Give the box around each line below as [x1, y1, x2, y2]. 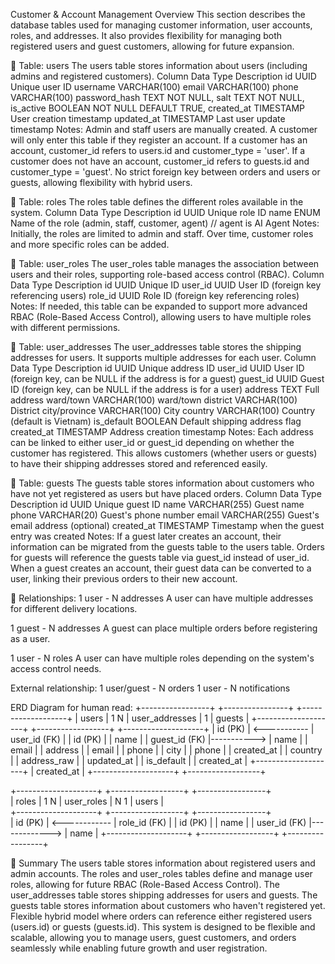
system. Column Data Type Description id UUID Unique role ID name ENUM [10, 207, 321, 218]
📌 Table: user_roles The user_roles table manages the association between [10, 258, 320, 269]
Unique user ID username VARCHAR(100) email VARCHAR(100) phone [10, 81, 299, 93]
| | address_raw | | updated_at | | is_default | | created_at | [10, 755, 248, 766]
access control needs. [10, 663, 102, 674]
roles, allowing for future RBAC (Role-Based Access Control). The [10, 879, 280, 890]
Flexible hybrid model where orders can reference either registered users [10, 910, 313, 922]
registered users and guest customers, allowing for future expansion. [10, 40, 295, 52]
